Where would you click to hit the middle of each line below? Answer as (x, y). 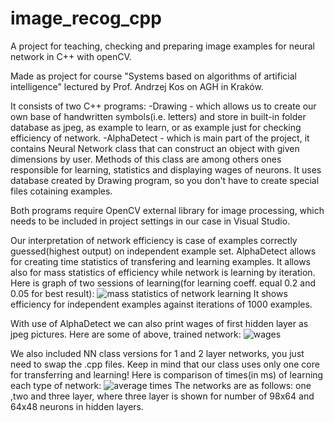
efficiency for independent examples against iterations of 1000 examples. (161, 304)
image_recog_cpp (86, 18)
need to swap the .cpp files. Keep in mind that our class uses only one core (165, 364)
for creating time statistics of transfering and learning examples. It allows (160, 261)
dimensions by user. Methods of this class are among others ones (146, 159)
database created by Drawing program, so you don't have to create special (165, 180)
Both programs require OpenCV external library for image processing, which (167, 210)
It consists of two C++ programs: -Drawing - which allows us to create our (163, 106)
